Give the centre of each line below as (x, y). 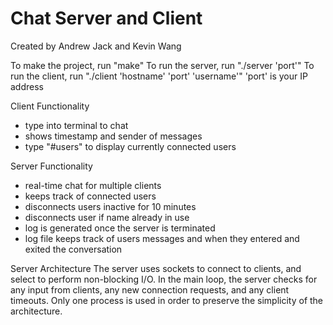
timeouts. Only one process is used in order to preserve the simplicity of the (167, 300)
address (27, 86)
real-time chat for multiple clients (93, 185)
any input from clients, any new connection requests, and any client (150, 289)
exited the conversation (73, 249)
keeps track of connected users (90, 196)
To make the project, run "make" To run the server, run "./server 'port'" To (162, 65)
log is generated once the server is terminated (120, 228)
